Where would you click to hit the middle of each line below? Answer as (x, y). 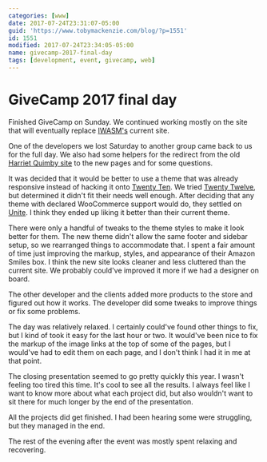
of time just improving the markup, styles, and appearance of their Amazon (132, 253)
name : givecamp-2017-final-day (60, 53)
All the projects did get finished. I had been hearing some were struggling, (130, 417)
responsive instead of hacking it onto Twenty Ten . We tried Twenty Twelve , (132, 187)
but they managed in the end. (57, 425)
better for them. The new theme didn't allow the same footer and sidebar (128, 236)
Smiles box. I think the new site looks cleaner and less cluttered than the (127, 261)
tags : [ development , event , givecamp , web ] (82, 61)
